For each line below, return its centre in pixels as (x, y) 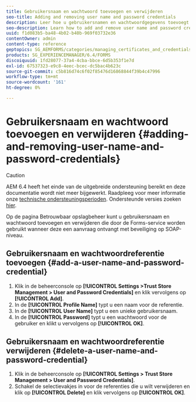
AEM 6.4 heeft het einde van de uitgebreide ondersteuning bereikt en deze (96, 186)
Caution (15, 175)
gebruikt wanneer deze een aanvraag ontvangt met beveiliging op (85, 229)
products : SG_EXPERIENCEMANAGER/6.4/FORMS (58, 55)
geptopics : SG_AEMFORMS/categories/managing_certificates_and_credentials (99, 50)
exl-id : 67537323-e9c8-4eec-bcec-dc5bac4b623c (64, 66)
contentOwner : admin (31, 39)
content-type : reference (36, 44)
